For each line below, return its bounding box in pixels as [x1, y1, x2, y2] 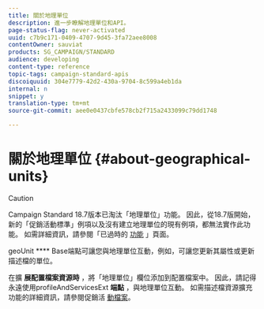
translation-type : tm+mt [8, 99, 90, 107]
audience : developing [8, 56, 80, 64]
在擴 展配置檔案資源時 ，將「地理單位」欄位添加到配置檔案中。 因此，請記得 [8, 273, 257, 282]
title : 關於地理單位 [8, 11, 69, 20]
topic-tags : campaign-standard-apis [8, 70, 129, 78]
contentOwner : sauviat [8, 41, 83, 49]
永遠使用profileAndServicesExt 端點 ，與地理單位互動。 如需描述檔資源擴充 [8, 282, 253, 292]
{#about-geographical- [94, 151, 251, 168]
